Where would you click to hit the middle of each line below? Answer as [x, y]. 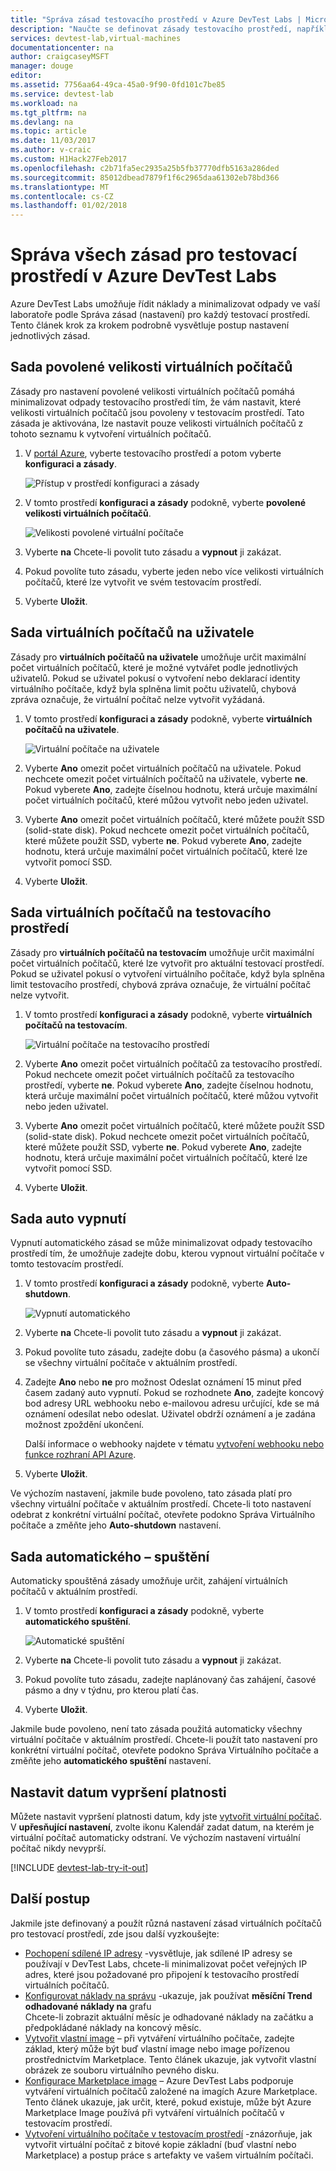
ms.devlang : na [42, 122]
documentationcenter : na [62, 47]
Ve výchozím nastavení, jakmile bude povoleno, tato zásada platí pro [151, 1493]
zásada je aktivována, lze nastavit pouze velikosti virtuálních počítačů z [157, 423]
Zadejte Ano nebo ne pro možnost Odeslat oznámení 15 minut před [163, 1382]
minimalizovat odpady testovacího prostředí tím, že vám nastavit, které [156, 402]
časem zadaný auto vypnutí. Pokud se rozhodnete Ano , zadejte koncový [174, 1393]
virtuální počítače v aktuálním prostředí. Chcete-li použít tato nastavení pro [164, 1740]
